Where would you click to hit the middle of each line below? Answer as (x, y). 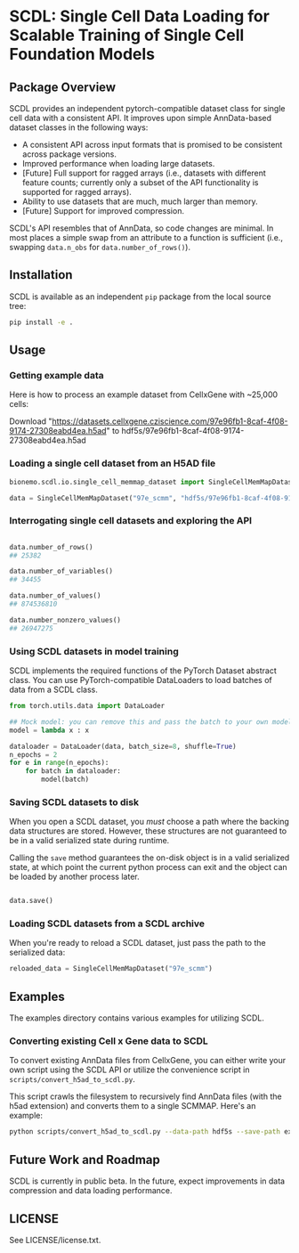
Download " (31, 421)
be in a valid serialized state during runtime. (89, 841)
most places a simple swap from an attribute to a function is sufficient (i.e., (146, 237)
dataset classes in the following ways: (79, 127)
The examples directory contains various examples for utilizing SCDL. (137, 1018)
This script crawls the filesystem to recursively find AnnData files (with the (145, 1096)
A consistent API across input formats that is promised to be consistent (152, 145)
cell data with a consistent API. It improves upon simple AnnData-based (141, 118)
